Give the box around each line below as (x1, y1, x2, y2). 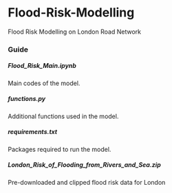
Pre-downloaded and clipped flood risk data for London (8, 178, 166, 186)
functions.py (8, 95, 46, 103)
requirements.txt (8, 128, 58, 136)
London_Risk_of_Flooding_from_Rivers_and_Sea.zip (8, 161, 161, 169)
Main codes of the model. (8, 79, 80, 87)
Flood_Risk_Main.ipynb (8, 62, 76, 70)
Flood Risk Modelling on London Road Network (8, 27, 142, 36)
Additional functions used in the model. (8, 112, 119, 120)
